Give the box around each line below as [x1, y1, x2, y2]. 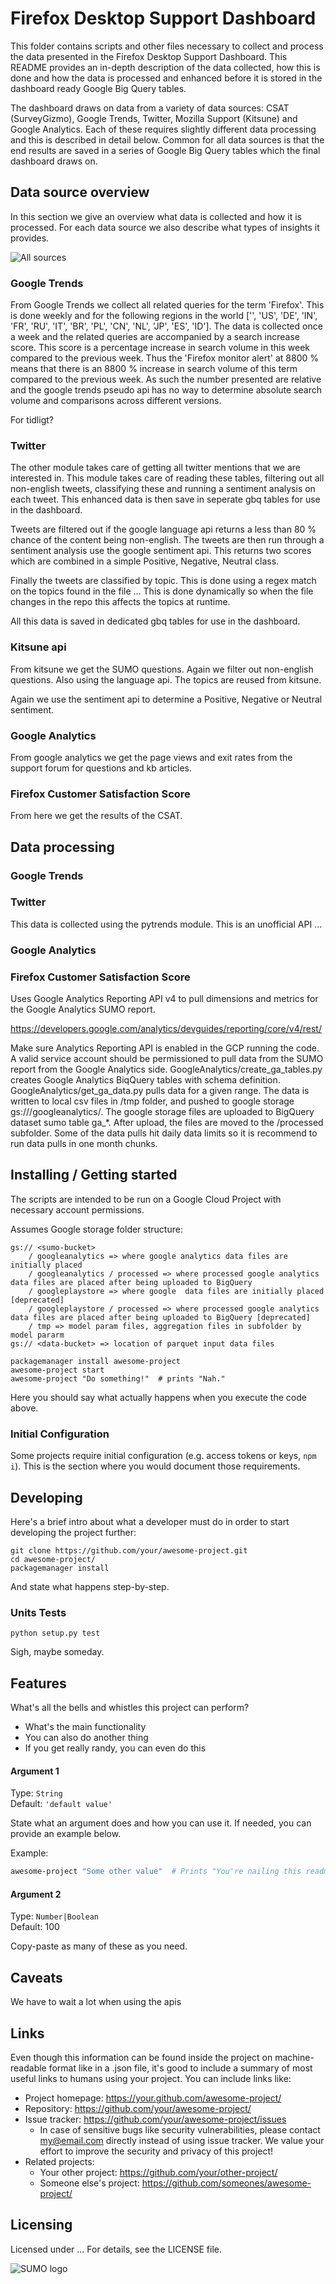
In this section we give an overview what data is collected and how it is [10, 210, 302, 222]
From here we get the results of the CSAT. [10, 810, 183, 822]
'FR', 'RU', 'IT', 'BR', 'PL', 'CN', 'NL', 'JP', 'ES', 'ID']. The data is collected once [10, 320, 323, 332]
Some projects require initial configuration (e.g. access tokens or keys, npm [10, 1450, 317, 1462]
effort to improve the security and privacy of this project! [39, 2145, 274, 2157]
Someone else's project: [39, 2177, 140, 2189]
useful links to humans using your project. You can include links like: [10, 2073, 292, 2084]
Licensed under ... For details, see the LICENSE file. [10, 2243, 222, 2255]
